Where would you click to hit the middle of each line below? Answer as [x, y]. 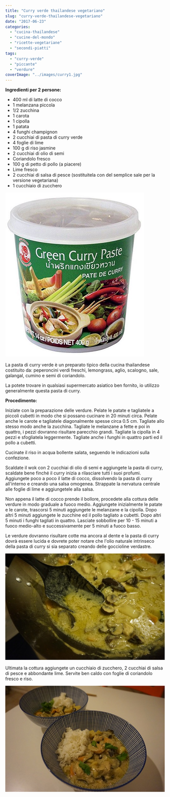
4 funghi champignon [35, 132]
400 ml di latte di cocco [37, 100]
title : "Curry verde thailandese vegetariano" [55, 11]
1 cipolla [21, 121]
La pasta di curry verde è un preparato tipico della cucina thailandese [78, 365]
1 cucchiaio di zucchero [37, 186]
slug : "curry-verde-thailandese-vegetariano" [54, 16]
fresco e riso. [19, 679]
